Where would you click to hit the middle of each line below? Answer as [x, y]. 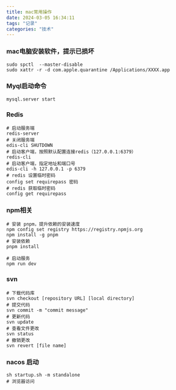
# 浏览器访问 [20, 381]
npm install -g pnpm [33, 235]
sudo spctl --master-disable [45, 65]
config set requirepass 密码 [42, 182]
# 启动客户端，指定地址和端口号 [41, 164]
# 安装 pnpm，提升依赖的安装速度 [43, 224]
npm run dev [21, 264]
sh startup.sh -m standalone [43, 375]
